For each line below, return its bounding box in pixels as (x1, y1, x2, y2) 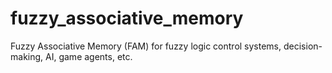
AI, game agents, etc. (45, 50, 133, 62)
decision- (283, 40, 323, 52)
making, (10, 50, 44, 62)
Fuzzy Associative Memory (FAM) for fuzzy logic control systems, (10, 40, 282, 52)
